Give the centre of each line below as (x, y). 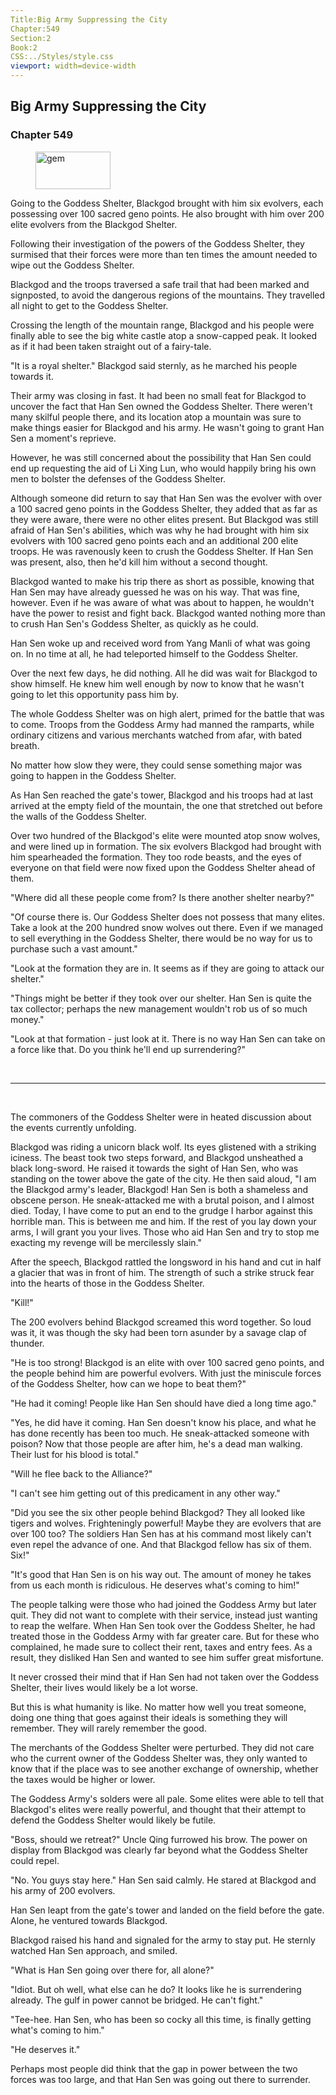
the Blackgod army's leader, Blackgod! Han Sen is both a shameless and (159, 1189)
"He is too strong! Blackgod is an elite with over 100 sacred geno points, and (167, 1362)
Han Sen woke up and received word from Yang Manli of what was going (160, 643)
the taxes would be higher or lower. (83, 1779)
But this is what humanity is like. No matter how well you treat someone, (158, 1707)
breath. (25, 745)
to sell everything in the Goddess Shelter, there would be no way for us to (161, 938)
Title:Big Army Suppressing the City (89, 19)
